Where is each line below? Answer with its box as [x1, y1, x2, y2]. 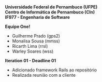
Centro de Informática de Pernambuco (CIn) [5, 9, 95, 15]
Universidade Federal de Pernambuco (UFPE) [5, 4, 98, 10]
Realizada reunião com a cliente [12, 72, 76, 78]
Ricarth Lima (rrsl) [12, 43, 48, 49]
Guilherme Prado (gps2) [12, 33, 60, 39]
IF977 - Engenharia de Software [5, 14, 70, 20]
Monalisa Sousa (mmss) [12, 38, 60, 44]
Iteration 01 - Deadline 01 [5, 58, 57, 63]
